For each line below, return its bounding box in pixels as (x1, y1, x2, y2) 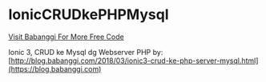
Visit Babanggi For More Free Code (8, 32, 124, 41)
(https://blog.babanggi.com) (8, 64, 102, 73)
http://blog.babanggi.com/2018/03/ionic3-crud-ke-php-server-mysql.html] (10, 56, 259, 65)
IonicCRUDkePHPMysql (8, 6, 169, 24)
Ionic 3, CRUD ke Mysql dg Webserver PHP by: (8, 47, 163, 57)
